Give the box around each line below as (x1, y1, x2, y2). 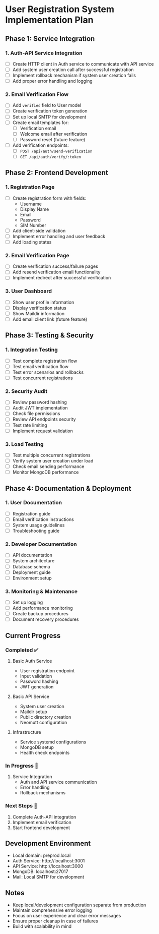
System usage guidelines (12, 522, 65, 528)
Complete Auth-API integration (12, 813, 76, 820)
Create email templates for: (12, 120, 69, 126)
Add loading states (12, 239, 52, 245)
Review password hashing (12, 399, 67, 405)
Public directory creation (20, 714, 71, 720)
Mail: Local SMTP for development (12, 874, 85, 880)
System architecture (12, 558, 55, 564)
